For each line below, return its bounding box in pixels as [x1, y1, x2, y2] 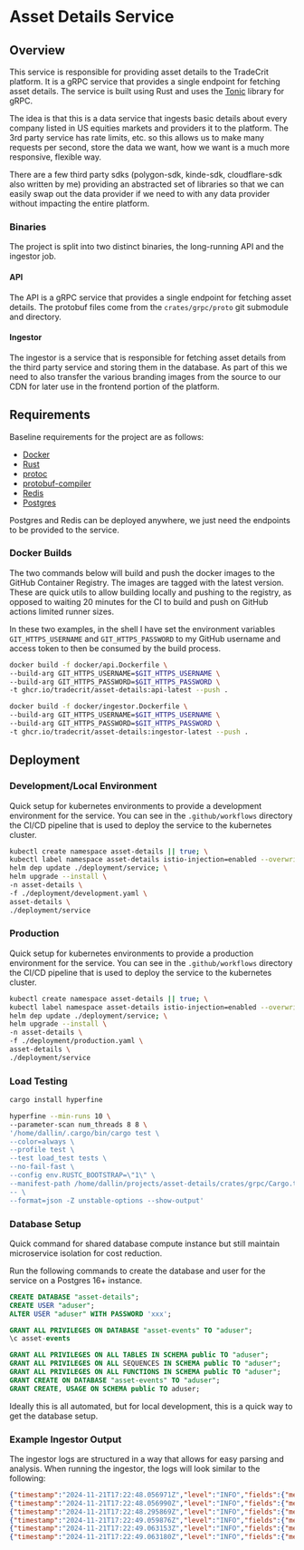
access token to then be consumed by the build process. [9, 642, 222, 654]
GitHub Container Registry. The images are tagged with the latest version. [9, 577, 284, 588]
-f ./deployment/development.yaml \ [9, 889, 147, 898]
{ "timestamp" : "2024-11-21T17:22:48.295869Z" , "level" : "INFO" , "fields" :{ [9, 1507, 285, 1516]
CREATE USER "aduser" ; [9, 1301, 95, 1310]
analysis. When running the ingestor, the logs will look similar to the [9, 1463, 261, 1474]
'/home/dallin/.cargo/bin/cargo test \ [9, 1128, 160, 1137]
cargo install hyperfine [9, 1096, 103, 1105]
